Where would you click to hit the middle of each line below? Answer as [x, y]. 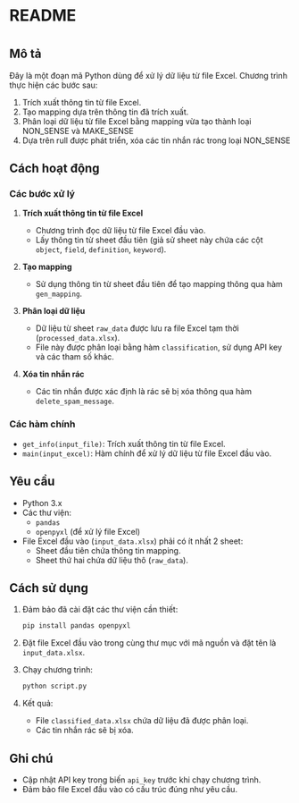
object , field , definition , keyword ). [101, 249]
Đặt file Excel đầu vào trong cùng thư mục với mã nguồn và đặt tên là [149, 643]
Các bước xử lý [42, 194]
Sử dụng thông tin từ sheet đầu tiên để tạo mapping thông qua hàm [159, 284]
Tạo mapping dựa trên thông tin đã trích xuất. [105, 112]
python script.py [54, 686]
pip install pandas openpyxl [76, 626]
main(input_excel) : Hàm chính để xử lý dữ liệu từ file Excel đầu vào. [147, 453]
